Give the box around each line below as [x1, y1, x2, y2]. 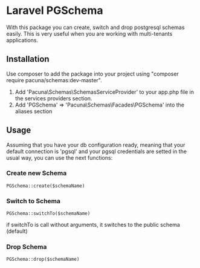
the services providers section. [15, 94, 92, 102]
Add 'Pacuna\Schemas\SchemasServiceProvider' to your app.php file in [15, 88, 195, 96]
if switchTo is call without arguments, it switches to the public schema [6, 221, 180, 229]
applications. [6, 36, 38, 44]
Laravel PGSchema [6, 4, 103, 18]
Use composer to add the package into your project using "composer [6, 70, 179, 77]
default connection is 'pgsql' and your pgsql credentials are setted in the [6, 148, 187, 155]
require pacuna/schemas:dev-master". [6, 76, 102, 83]
